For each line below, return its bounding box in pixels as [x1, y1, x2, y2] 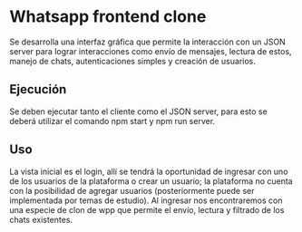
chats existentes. [9, 214, 73, 225]
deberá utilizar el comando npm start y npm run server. [9, 115, 216, 126]
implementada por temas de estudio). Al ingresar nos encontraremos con [9, 195, 283, 206]
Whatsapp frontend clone [9, 6, 207, 27]
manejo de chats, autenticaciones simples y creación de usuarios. [9, 55, 257, 66]
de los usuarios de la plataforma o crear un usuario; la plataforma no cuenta [9, 175, 293, 187]
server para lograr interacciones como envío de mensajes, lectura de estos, [9, 45, 292, 56]
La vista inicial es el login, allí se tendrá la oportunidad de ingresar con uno [9, 166, 288, 177]
